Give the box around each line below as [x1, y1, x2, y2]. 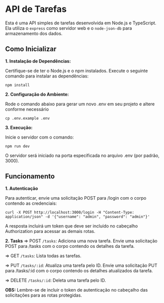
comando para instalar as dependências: [5, 73, 88, 79]
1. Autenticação [5, 185, 38, 191]
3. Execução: [5, 124, 33, 130]
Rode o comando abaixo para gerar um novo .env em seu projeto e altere [5, 101, 155, 107]
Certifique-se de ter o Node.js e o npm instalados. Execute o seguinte [5, 68, 148, 74]
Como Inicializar [5, 45, 57, 53]
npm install [5, 82, 30, 87]
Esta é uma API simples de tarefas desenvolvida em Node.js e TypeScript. [5, 20, 157, 26]
